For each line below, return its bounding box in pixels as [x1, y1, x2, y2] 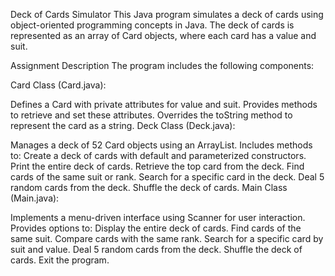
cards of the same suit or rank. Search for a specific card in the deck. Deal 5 [10, 171, 325, 183]
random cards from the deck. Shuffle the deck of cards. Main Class [10, 182, 288, 193]
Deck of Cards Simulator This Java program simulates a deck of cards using [10, 9, 324, 20]
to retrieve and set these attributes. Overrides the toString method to [10, 109, 293, 121]
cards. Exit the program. [10, 254, 110, 266]
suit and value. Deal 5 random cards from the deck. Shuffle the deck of [10, 244, 303, 255]
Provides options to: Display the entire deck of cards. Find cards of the [10, 222, 302, 234]
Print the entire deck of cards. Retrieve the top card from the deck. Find [10, 160, 305, 172]
